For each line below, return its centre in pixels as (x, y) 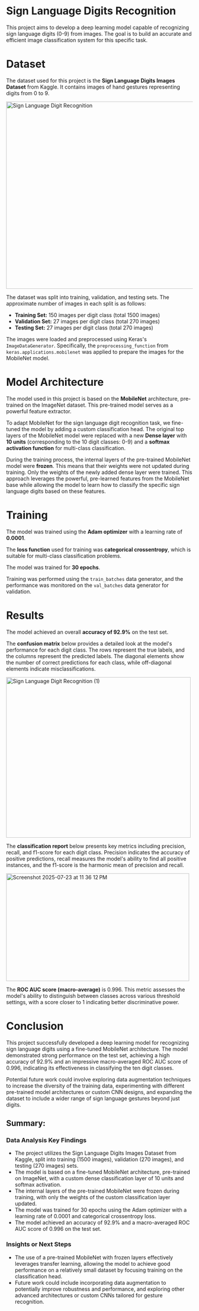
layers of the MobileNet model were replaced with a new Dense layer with (97, 435)
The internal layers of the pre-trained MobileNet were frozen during (97, 1191)
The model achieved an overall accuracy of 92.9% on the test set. (87, 632)
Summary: (26, 1123)
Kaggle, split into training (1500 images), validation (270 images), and (99, 1159)
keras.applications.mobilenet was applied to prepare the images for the (95, 351)
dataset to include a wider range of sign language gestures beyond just (93, 1098)
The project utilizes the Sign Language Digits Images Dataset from (95, 1153)
